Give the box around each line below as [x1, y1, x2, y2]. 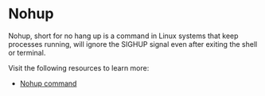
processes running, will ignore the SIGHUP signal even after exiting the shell [8, 39, 258, 48]
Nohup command [19, 79, 77, 88]
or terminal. [8, 48, 46, 57]
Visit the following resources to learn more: [8, 63, 150, 72]
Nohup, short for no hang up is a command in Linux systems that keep [8, 31, 239, 40]
